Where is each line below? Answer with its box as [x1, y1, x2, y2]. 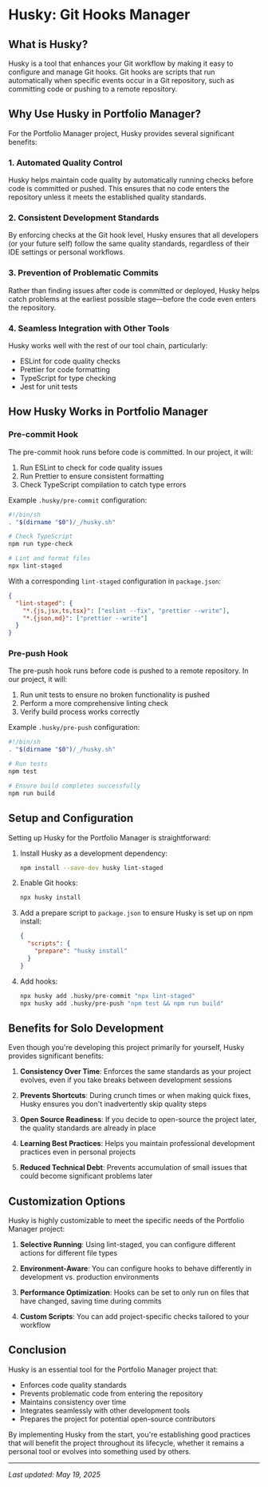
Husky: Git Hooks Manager [8, 6, 191, 24]
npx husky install [19, 894, 81, 902]
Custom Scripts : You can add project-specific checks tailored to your [19, 1312, 250, 1321]
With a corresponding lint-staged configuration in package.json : [8, 576, 222, 586]
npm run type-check [8, 540, 73, 548]
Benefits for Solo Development [8, 1021, 164, 1035]
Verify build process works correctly [19, 707, 140, 717]
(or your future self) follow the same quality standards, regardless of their [8, 238, 250, 249]
